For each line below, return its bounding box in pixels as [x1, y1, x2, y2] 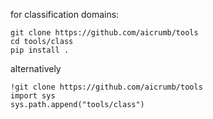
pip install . [10, 45, 70, 55]
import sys [10, 91, 56, 101]
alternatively [10, 63, 62, 74]
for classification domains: [10, 9, 120, 20]
